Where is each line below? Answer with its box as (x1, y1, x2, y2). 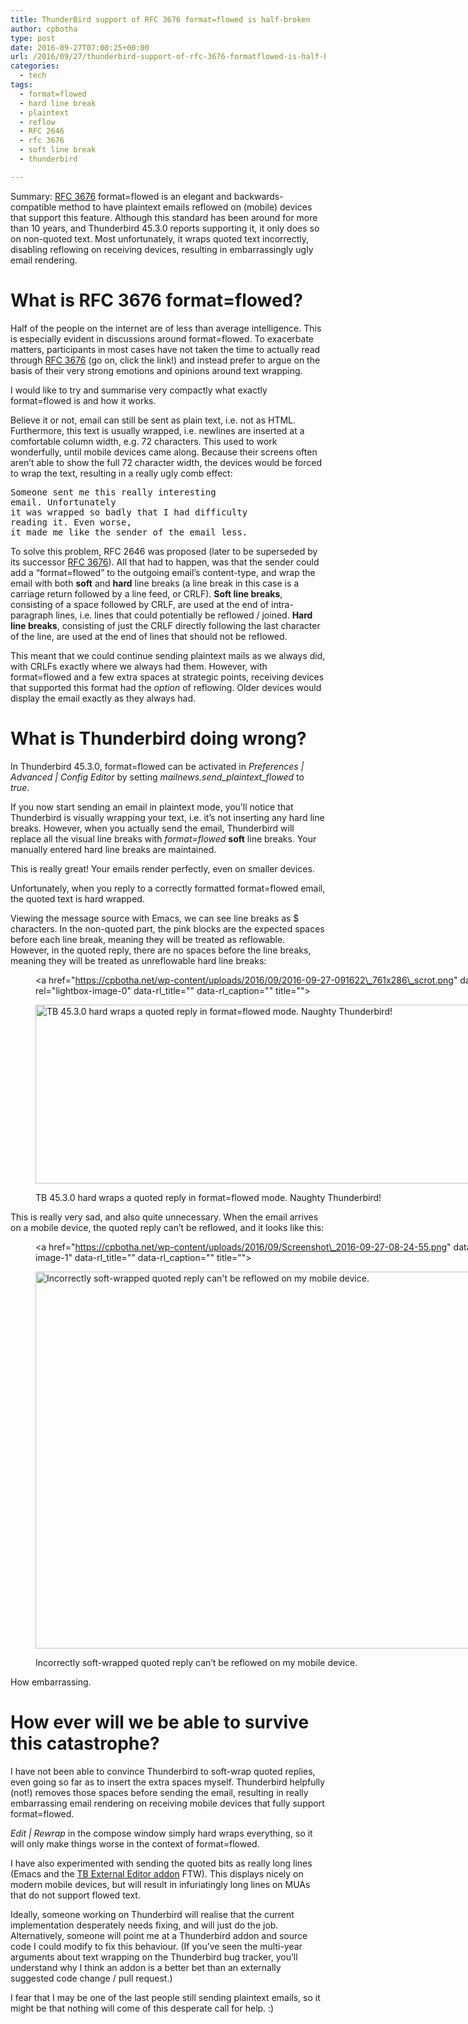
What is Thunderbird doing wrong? (10, 727, 307, 750)
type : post (10, 33, 56, 43)
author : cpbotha (10, 24, 78, 34)
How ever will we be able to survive (10, 1711, 310, 1733)
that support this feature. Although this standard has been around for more (10, 211, 318, 223)
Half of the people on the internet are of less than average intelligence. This (10, 322, 322, 334)
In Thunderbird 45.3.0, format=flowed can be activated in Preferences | (10, 760, 305, 772)
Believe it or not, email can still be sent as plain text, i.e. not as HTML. (10, 414, 297, 426)
